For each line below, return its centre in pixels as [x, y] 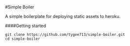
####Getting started [26, 26]
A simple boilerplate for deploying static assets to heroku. [63, 16]
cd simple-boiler [23, 39]
